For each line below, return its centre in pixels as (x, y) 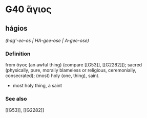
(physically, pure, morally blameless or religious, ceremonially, (71, 70)
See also (16, 99)
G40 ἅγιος (28, 9)
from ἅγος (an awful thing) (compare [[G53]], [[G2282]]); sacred (74, 65)
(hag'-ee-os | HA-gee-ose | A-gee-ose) (47, 40)
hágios (16, 28)
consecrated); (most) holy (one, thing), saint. (52, 76)
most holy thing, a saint (37, 86)
